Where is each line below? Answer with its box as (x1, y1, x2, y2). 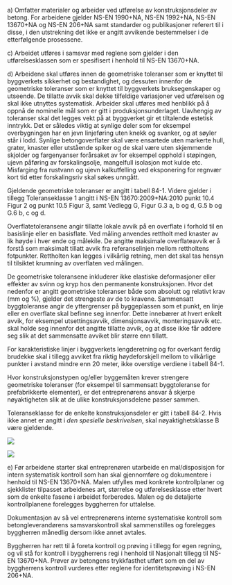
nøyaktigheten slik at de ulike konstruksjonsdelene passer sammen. (7, 395, 200, 404)
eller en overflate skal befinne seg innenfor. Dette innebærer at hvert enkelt (7, 309, 222, 318)
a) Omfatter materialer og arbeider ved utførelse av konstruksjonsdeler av (7, 6, 217, 14)
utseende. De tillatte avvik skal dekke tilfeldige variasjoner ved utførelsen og (7, 92, 224, 100)
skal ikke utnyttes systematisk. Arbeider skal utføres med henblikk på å (7, 99, 210, 107)
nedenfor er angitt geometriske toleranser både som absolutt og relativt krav (7, 288, 226, 295)
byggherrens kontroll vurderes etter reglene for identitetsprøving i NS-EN (7, 564, 216, 572)
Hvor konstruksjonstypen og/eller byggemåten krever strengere (7, 373, 189, 381)
